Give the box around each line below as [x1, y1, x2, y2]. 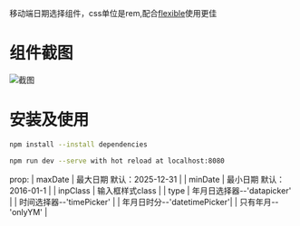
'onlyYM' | [9, 206, 48, 217]
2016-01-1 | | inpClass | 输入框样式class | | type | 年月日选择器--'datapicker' [9, 184, 292, 196]
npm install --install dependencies [9, 139, 148, 149]
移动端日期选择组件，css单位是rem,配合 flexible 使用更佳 [9, 8, 218, 18]
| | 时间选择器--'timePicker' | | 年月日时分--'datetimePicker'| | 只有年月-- [9, 196, 279, 207]
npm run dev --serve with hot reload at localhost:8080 [9, 156, 225, 165]
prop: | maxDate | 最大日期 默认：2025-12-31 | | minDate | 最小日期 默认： [9, 174, 285, 184]
